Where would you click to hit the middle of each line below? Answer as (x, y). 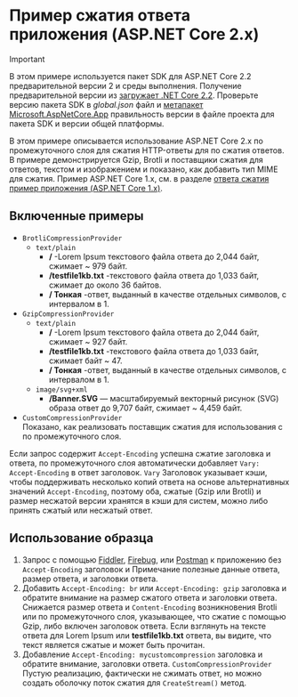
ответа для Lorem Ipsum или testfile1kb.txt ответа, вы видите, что (147, 635)
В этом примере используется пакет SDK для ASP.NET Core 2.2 (130, 76)
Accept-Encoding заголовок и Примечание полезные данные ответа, (151, 569)
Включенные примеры (77, 216)
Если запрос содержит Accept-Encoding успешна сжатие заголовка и (140, 453)
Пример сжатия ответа (100, 16)
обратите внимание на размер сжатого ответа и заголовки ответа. (149, 597)
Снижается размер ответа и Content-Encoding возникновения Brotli (149, 607)
